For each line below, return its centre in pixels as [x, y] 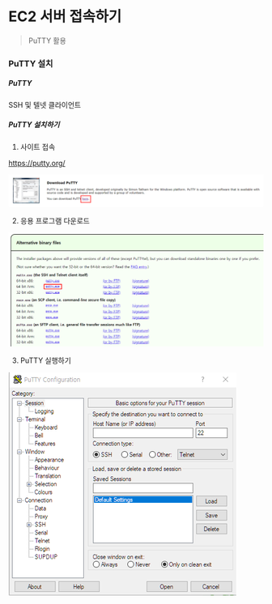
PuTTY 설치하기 [34, 125]
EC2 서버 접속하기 [65, 17]
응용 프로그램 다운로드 [55, 220]
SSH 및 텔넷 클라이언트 [45, 104]
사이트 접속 [38, 147]
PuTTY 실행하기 [45, 360]
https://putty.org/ [37, 163]
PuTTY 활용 [47, 40]
